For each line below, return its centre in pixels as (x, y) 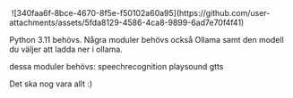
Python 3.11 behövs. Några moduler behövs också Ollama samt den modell (146, 40)
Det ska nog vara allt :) (51, 84)
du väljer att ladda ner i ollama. (66, 49)
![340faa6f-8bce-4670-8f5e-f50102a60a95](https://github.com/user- (141, 13)
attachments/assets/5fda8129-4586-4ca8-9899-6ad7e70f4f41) (127, 22)
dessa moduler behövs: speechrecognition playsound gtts (116, 66)
